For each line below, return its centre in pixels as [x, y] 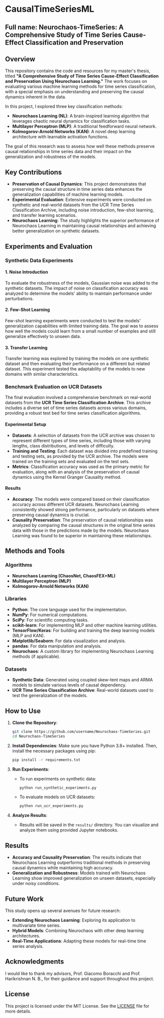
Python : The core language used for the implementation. [70, 609]
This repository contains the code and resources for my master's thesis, [78, 71]
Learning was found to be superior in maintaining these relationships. [82, 535]
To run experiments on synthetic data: [58, 779]
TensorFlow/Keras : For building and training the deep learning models [83, 630]
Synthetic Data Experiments [39, 260]
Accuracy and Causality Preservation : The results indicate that [76, 858]
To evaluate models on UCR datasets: [57, 797]
